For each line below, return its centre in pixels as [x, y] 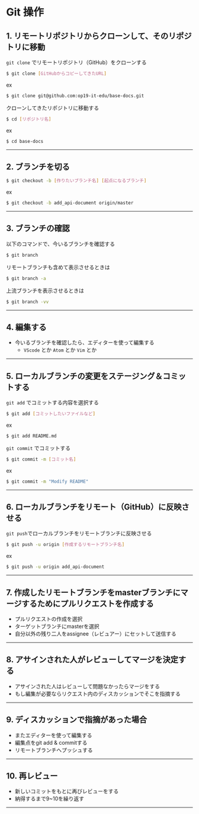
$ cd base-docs [25, 141]
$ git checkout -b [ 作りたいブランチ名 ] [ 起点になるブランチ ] [76, 181]
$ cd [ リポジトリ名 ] [29, 119]
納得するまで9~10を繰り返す [49, 799]
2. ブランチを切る [38, 167]
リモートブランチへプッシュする [54, 750]
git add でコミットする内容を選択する [53, 403]
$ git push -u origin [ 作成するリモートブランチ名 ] [65, 545]
